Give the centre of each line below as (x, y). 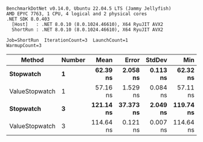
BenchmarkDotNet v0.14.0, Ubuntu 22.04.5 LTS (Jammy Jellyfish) (89, 8)
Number (73, 60)
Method (32, 60)
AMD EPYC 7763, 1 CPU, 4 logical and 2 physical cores (77, 14)
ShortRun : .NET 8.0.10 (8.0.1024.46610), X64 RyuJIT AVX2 (88, 30)
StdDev (156, 60)
